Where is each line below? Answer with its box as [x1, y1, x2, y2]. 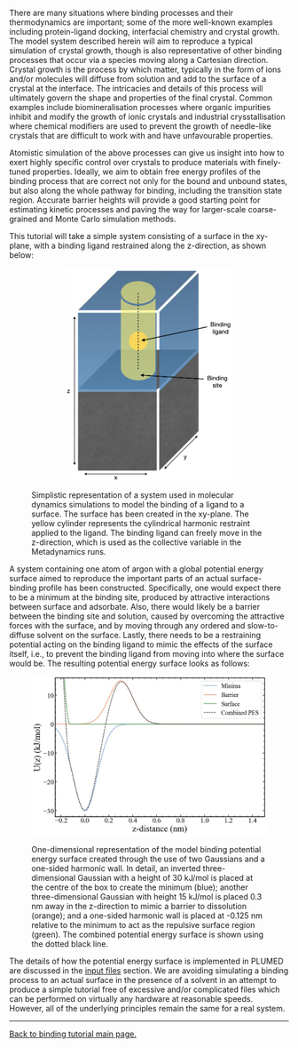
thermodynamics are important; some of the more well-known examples [9, 17, 273, 28]
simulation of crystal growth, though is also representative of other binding [9, 45, 282, 56]
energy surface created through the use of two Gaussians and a [31, 853, 266, 865]
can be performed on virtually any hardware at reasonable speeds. [9, 994, 254, 1004]
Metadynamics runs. [31, 547, 106, 557]
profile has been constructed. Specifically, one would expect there [38, 582, 282, 594]
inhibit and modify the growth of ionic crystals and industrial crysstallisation [9, 111, 286, 122]
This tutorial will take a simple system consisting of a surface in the [9, 231, 255, 241]
